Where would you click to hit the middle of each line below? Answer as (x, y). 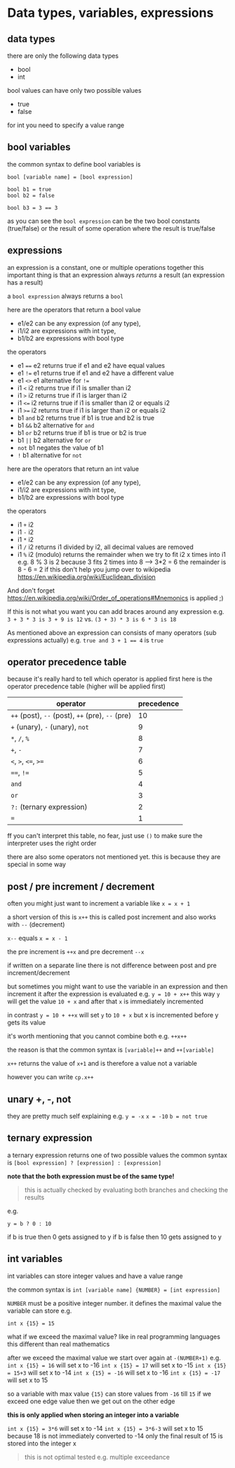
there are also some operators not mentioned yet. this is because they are (114, 857)
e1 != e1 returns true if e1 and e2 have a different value (95, 373)
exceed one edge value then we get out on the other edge (91, 1401)
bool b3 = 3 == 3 (33, 208)
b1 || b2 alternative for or (54, 440)
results (34, 1197)
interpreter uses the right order (52, 843)
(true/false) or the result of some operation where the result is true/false (111, 228)
